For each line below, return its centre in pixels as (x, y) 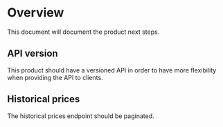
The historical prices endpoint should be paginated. (81, 116)
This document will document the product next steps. (83, 32)
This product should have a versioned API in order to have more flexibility (112, 70)
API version (33, 53)
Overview (36, 13)
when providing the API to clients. (55, 77)
